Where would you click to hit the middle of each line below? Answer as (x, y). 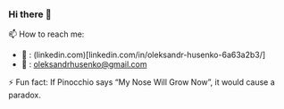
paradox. (25, 95)
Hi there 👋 (30, 14)
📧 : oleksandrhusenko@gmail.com (84, 64)
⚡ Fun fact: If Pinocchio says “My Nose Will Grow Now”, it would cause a (142, 82)
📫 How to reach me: (46, 34)
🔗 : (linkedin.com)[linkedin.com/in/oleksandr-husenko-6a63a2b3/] (143, 55)
